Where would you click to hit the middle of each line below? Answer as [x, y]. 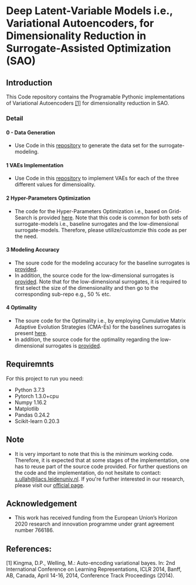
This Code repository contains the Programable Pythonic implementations [95, 97]
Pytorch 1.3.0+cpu [37, 396]
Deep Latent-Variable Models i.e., [89, 11]
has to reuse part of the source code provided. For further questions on [101, 466]
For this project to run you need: [45, 378]
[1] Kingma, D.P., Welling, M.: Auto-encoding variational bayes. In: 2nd [91, 563]
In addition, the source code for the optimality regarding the [87, 339]
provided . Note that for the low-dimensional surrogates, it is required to [101, 282]
